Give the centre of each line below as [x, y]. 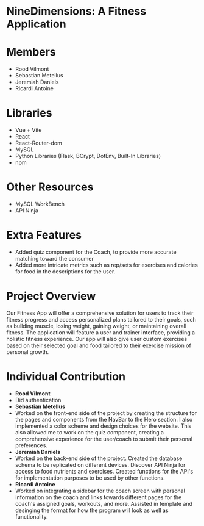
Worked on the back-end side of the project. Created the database [99, 458]
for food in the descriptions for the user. [65, 271]
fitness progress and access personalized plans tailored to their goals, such [101, 319]
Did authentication [38, 400]
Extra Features [44, 235]
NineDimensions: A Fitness [76, 11]
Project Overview [51, 296]
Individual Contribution [66, 377]
